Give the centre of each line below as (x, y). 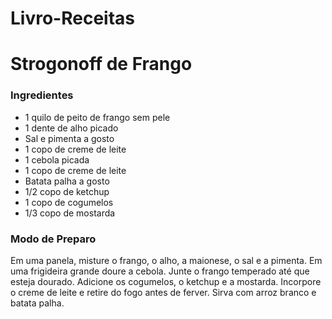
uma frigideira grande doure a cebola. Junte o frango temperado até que (160, 271)
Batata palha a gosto (67, 181)
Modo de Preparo (53, 239)
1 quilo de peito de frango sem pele (97, 117)
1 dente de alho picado (71, 128)
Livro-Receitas (72, 18)
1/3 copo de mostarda (70, 213)
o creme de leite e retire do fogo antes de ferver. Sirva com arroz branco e (163, 292)
